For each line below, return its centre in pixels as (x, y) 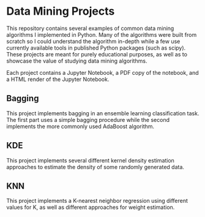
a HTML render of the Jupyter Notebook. (58, 79)
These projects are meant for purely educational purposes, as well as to (97, 54)
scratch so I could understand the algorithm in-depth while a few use (93, 41)
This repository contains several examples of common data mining (90, 28)
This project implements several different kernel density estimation (90, 160)
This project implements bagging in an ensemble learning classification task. (103, 113)
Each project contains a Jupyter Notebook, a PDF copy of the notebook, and (102, 72)
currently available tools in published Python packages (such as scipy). (96, 48)
